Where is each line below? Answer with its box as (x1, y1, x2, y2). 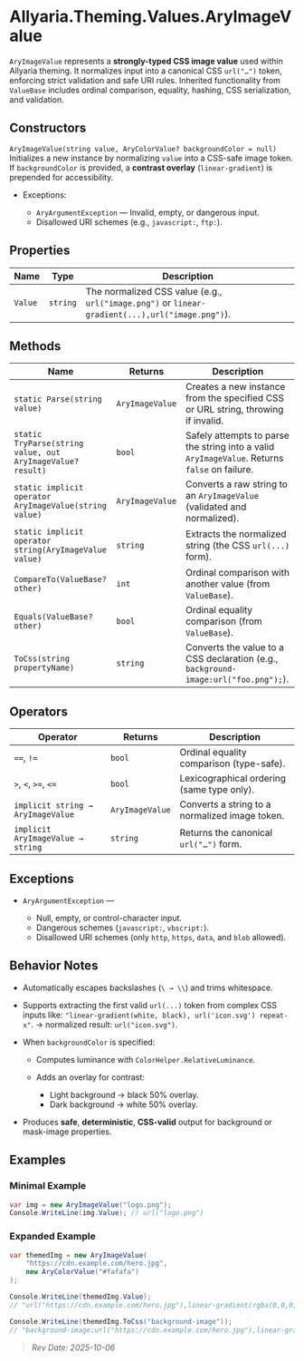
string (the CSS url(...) (185, 540, 290, 552)
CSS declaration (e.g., (185, 653, 279, 666)
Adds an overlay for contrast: (35, 1072, 145, 1083)
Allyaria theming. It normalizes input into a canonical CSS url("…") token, (9, 65, 282, 76)
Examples (9, 1152, 66, 1168)
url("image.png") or (85, 297, 172, 309)
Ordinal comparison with (185, 567, 290, 579)
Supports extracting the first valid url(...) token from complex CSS (22, 999, 278, 1010)
